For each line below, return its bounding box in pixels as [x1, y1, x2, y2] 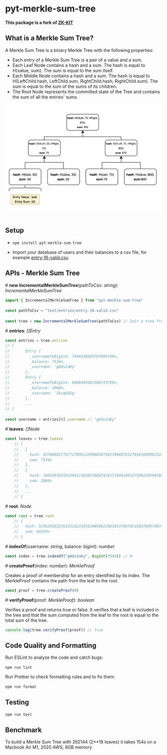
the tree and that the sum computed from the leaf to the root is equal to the [5, 612, 159, 618]
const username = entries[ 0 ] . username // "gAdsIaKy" [5, 417, 117, 422]
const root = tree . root [5, 513, 55, 519]
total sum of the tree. [5, 617, 48, 623]
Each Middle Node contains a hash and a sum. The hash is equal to [12, 73, 150, 79]
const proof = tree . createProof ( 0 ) [5, 588, 79, 593]
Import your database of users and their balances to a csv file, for [12, 249, 147, 255]
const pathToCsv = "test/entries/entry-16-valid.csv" [5, 308, 119, 313]
